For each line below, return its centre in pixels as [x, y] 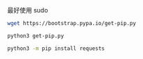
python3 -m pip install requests [56, 48]
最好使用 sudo [28, 10]
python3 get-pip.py [36, 36]
